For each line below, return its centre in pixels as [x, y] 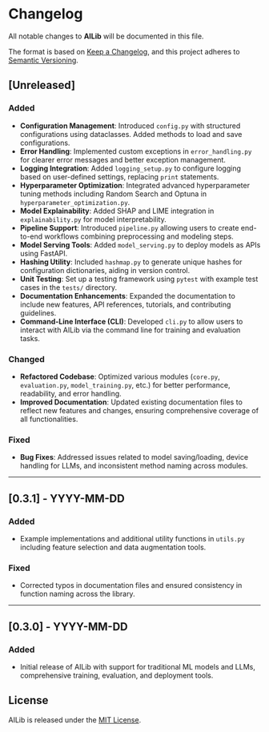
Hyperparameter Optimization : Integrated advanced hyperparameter [135, 185]
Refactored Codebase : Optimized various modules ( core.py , [120, 376]
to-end [31, 236]
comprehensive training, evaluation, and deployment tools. [116, 675]
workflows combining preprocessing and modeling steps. [139, 236]
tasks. [30, 338]
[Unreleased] [42, 85]
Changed [27, 359]
